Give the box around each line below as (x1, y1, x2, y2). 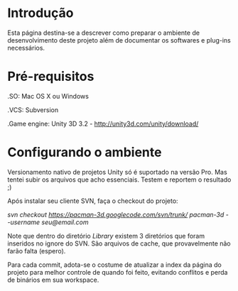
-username (7, 218, 40, 226)
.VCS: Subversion (7, 105, 59, 114)
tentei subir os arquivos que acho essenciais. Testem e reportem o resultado (7, 175, 232, 184)
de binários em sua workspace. (7, 275, 99, 284)
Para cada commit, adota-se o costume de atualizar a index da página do (7, 260, 222, 269)
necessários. (7, 43, 45, 52)
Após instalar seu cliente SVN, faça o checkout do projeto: (7, 197, 179, 205)
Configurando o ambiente (7, 144, 162, 160)
